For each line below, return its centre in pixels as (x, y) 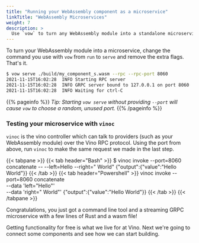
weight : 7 (18, 23)
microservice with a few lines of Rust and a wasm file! (72, 216)
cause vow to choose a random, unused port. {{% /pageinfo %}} (84, 108)
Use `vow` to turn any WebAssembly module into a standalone (89, 34)
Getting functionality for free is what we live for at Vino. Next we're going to (98, 227)
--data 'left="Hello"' (31, 186)
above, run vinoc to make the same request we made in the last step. (90, 149)
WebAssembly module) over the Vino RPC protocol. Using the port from (94, 142)
